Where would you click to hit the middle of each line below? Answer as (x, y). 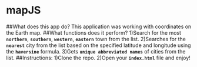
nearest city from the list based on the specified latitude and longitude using (98, 45)
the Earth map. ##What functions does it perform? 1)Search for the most (94, 32)
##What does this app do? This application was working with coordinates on (99, 26)
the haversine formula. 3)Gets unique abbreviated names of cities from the (96, 51)
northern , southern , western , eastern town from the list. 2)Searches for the (96, 39)
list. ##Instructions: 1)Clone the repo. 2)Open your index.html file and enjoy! (98, 58)
